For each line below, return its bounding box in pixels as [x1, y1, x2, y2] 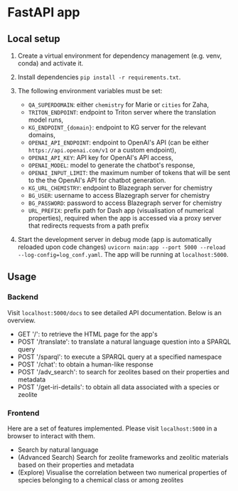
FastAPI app [7, 4, 80, 21]
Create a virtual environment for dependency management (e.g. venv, [17, 51, 222, 60]
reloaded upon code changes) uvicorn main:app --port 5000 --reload [17, 243, 226, 251]
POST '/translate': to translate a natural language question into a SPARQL [17, 337, 232, 346]
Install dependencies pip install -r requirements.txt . [17, 73, 181, 81]
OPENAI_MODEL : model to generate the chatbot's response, [28, 161, 195, 169]
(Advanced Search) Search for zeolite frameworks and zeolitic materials [17, 453, 229, 461]
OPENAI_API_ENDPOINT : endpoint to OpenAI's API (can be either [28, 138, 210, 147]
